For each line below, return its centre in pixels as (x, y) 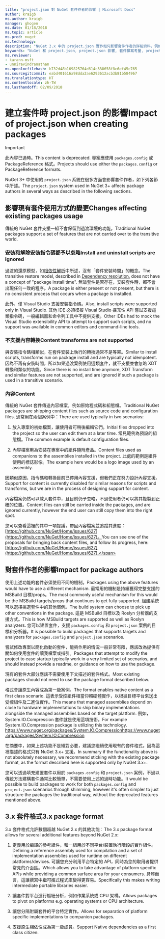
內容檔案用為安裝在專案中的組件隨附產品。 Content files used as (77, 450)
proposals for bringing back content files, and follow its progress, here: (77, 542)
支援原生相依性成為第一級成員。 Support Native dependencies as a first (84, 927)
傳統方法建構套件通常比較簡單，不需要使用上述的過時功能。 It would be (77, 778)
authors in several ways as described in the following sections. (69, 191)
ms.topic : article (24, 32)
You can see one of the (125, 537)
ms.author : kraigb (24, 19)
